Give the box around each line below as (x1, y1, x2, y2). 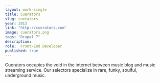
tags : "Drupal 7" (5, 35, 41, 40)
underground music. (5, 72, 46, 78)
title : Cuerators (5, 12, 41, 17)
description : (5, 39, 32, 44)
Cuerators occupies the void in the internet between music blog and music (5, 62, 156, 68)
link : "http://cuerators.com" (5, 26, 67, 30)
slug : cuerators (5, 16, 38, 21)
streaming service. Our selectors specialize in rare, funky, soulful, (5, 67, 137, 73)
